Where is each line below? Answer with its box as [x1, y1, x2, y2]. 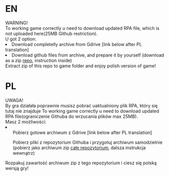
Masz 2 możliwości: [5, 118, 47, 124]
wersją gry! [5, 165, 29, 171]
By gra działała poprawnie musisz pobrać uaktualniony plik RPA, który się [5, 102, 158, 109]
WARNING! [5, 20, 28, 26]
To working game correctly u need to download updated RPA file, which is [5, 25, 159, 31]
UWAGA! [5, 97, 24, 103]
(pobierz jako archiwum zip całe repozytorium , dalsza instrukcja [12, 145, 146, 151]
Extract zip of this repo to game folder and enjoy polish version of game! [5, 63, 156, 69]
